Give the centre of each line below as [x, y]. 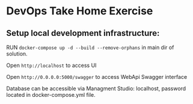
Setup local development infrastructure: [83, 33]
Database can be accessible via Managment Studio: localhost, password [96, 88]
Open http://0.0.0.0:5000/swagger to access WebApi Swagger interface [97, 77]
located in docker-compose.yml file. [51, 95]
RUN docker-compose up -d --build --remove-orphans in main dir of [90, 47]
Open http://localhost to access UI [51, 65]
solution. [17, 54]
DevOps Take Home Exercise [80, 11]
